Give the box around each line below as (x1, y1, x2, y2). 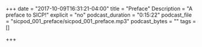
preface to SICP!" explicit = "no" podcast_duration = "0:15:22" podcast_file (5, 11, 192, 18)
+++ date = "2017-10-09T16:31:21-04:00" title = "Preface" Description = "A (5, 5, 193, 12)
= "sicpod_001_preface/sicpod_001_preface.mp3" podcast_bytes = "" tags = (5, 18, 197, 24)
